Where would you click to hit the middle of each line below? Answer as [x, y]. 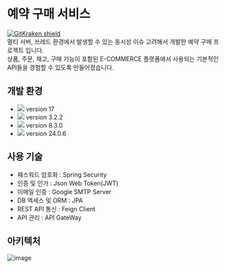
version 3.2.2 [44, 117]
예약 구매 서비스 [49, 14]
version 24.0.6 [46, 133]
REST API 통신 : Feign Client [56, 209]
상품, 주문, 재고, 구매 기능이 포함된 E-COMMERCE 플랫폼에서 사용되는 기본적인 [113, 58]
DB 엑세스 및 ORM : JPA [50, 200]
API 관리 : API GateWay [49, 218]
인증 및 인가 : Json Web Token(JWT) [68, 183]
